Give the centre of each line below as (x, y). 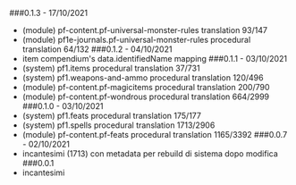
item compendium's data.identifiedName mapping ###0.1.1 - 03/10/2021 (155, 59)
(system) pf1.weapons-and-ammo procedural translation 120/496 (143, 78)
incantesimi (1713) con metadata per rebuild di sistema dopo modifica (150, 154)
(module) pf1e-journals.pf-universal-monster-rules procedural (136, 40)
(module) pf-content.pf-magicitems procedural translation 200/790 (146, 87)
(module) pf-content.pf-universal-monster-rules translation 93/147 (145, 30)
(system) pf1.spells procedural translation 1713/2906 (118, 125)
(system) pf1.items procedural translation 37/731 (111, 68)
